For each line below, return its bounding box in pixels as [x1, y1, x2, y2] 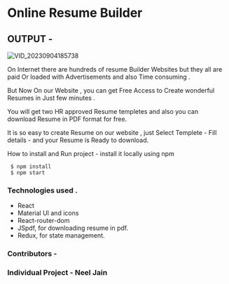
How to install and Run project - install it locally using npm [7, 150, 175, 157]
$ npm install [10, 163, 52, 170]
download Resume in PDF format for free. [7, 115, 127, 123]
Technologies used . [7, 185, 78, 195]
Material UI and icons [17, 209, 79, 217]
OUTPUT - [7, 33, 53, 45]
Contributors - [7, 249, 57, 259]
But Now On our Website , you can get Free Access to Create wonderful [7, 86, 215, 94]
